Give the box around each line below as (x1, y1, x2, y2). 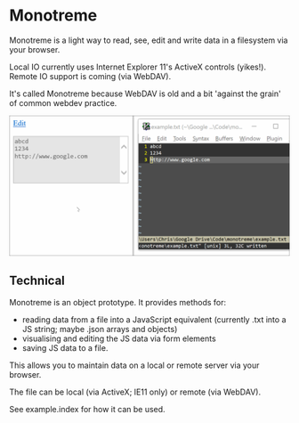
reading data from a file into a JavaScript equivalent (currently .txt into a (21, 313, 287, 325)
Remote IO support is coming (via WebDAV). (9, 70, 172, 81)
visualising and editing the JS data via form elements (21, 333, 216, 344)
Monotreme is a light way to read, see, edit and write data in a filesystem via (9, 35, 288, 45)
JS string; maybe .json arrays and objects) (21, 323, 178, 334)
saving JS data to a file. (21, 342, 109, 353)
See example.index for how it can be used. (9, 403, 166, 414)
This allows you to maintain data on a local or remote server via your (9, 360, 260, 370)
